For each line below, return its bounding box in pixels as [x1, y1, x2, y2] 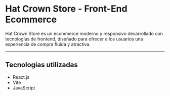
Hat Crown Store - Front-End [5, 3, 127, 15]
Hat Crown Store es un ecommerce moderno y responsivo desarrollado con [5, 30, 163, 36]
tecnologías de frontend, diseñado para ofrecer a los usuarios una [5, 36, 143, 42]
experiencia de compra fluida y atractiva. [5, 41, 91, 47]
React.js [12, 74, 30, 80]
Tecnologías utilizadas [5, 61, 78, 69]
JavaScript [12, 84, 35, 91]
